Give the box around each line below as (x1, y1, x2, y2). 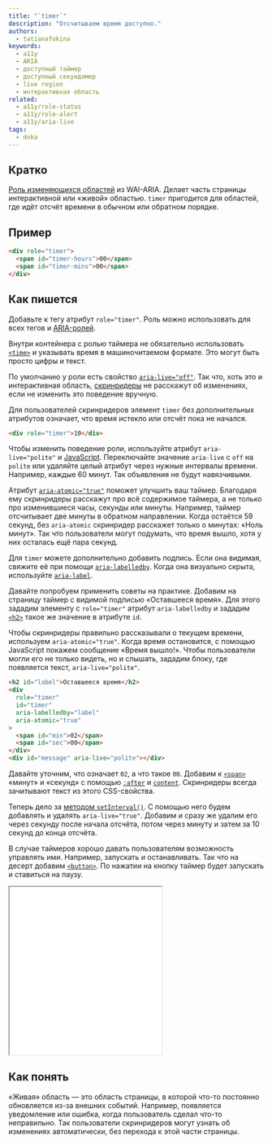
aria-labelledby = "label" (15, 708, 100, 717)
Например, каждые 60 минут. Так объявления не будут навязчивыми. (8, 470, 253, 480)
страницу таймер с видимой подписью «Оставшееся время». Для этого (8, 595, 261, 605)
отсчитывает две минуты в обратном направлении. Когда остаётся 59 (8, 511, 253, 521)
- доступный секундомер (15, 72, 96, 81)
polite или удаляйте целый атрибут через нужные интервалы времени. (8, 461, 258, 471)
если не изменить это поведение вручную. (8, 388, 158, 399)
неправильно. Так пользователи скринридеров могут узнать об (8, 1117, 231, 1128)
